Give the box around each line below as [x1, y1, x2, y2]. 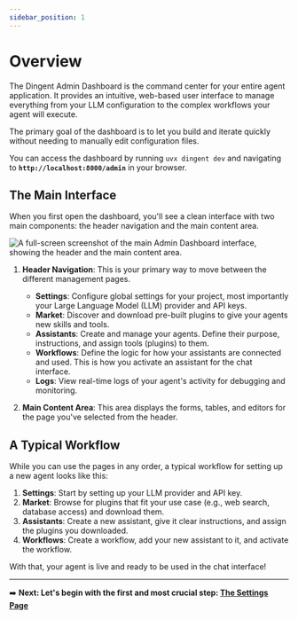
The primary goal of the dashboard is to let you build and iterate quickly [9, 126, 271, 137]
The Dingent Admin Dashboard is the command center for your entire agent [9, 81, 286, 91]
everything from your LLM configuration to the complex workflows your [9, 99, 271, 110]
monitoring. [35, 385, 78, 396]
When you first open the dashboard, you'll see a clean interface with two [9, 211, 275, 222]
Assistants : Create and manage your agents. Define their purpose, [35, 329, 280, 340]
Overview [9, 51, 82, 71]
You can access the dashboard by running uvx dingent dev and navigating [9, 153, 282, 163]
